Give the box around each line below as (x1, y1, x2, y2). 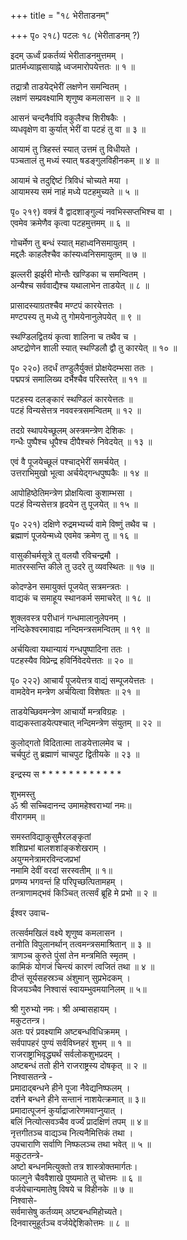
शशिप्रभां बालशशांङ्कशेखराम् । (10, 842, 107, 854)
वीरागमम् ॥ (10, 811, 45, 822)
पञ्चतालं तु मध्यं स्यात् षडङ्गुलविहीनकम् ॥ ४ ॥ (10, 155, 160, 166)
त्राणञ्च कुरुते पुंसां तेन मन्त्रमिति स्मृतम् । (10, 950, 137, 961)
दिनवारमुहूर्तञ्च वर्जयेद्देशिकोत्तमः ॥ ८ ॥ (10, 1217, 130, 1229)
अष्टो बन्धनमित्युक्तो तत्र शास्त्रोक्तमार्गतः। (10, 1161, 138, 1172)
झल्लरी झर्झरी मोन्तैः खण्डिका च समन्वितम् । (10, 268, 147, 280)
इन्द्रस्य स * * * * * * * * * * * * (10, 768, 122, 780)
